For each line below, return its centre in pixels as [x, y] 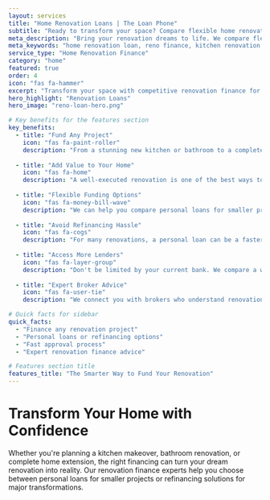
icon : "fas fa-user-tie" [64, 292]
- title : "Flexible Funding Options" [79, 195]
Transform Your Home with [100, 413]
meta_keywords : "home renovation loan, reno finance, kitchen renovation [135, 46]
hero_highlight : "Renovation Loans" [70, 98]
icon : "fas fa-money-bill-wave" [77, 202]
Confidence [49, 431]
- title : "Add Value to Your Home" [75, 165]
